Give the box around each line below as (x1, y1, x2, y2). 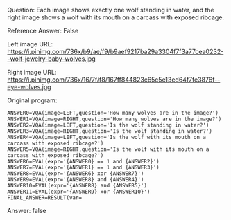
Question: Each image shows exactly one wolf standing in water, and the (7, 6, 214, 14)
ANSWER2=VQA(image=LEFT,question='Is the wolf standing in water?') (7, 122, 209, 129)
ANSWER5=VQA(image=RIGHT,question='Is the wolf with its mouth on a (7, 146, 209, 153)
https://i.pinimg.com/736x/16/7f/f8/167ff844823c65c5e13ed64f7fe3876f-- (7, 75, 221, 84)
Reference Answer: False (7, 27, 79, 35)
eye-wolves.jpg (7, 83, 51, 91)
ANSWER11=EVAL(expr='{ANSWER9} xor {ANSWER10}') (7, 188, 151, 195)
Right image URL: (7, 68, 57, 76)
